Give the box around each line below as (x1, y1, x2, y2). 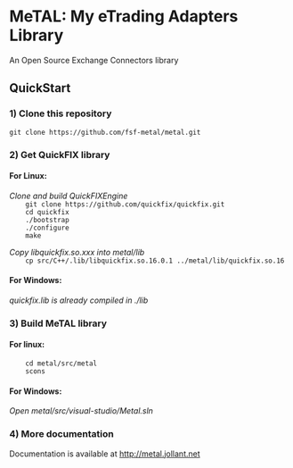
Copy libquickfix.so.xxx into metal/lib (9, 247, 145, 257)
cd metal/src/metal (25, 359, 98, 368)
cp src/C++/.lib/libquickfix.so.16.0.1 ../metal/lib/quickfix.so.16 (25, 256, 285, 265)
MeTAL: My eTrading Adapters (9, 6, 239, 27)
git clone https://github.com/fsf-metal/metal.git (9, 128, 201, 137)
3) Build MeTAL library (9, 317, 108, 330)
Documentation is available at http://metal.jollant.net (9, 448, 200, 459)
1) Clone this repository (9, 107, 112, 120)
